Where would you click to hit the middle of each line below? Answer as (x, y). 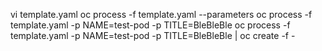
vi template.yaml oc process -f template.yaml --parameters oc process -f (161, 14)
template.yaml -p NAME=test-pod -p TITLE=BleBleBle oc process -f (150, 25)
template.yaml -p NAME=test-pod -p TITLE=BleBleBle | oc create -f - (153, 35)
